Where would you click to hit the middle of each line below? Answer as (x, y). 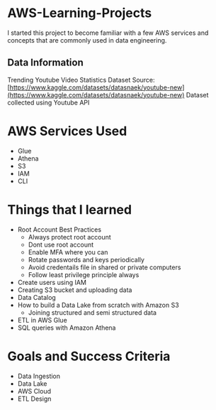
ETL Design (34, 399)
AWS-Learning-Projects (80, 13)
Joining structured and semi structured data (92, 312)
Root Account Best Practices (59, 230)
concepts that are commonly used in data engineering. (87, 40)
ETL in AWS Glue (42, 320)
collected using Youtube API (49, 102)
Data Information (45, 63)
